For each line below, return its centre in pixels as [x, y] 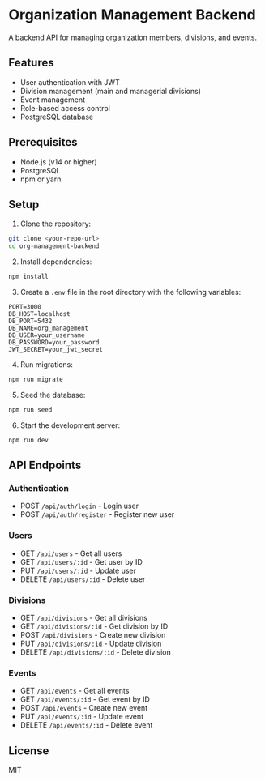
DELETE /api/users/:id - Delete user [83, 579]
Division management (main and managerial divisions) [110, 91]
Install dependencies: [56, 262]
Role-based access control [65, 108]
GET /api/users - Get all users [71, 553]
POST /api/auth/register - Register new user [97, 514]
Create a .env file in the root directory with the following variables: [130, 292]
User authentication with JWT [70, 82]
